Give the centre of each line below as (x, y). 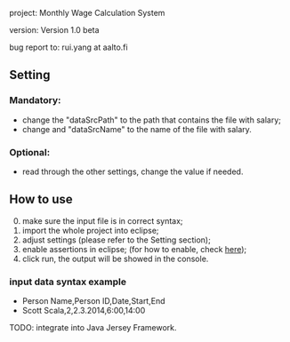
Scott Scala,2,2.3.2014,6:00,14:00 (84, 311)
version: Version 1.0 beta (54, 30)
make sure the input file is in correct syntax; (103, 220)
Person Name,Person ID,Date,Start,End (93, 301)
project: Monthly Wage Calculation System (87, 13)
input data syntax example (68, 282)
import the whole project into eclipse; (90, 230)
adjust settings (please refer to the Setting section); (116, 240)
